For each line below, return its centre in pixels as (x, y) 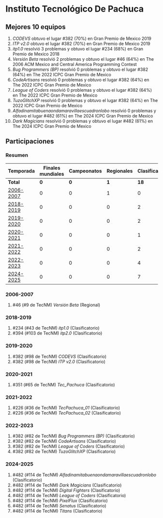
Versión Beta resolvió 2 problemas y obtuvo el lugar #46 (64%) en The (83, 59)
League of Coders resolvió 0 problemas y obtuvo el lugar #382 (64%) (82, 90)
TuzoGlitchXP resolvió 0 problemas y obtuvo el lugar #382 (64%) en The (85, 100)
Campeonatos (85, 171)
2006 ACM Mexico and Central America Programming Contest (74, 64)
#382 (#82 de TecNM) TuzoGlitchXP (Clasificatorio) (64, 451)
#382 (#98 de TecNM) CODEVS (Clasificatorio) (59, 356)
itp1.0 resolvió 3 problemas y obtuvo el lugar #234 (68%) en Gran (78, 49)
